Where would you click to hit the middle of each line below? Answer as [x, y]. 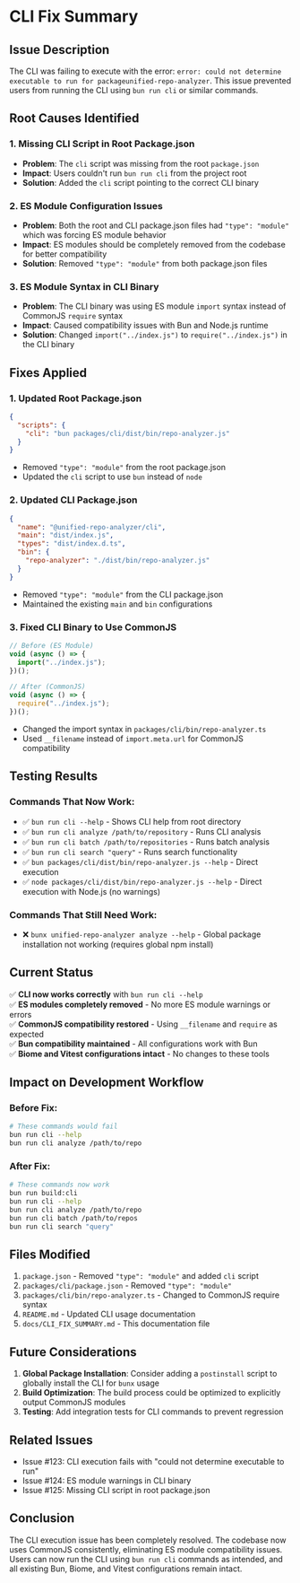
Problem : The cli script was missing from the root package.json [141, 163]
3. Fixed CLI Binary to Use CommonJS [93, 627]
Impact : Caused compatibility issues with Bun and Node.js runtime [145, 326]
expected [27, 1034]
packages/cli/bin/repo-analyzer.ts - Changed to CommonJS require [151, 1295]
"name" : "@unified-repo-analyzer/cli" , [92, 527]
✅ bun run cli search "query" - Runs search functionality [130, 852]
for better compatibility [64, 254]
